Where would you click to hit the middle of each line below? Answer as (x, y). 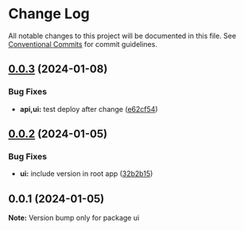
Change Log (49, 14)
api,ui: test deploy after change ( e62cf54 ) (89, 109)
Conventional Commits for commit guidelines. (83, 44)
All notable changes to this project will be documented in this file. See (122, 36)
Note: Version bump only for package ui (74, 218)
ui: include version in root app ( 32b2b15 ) (86, 174)
